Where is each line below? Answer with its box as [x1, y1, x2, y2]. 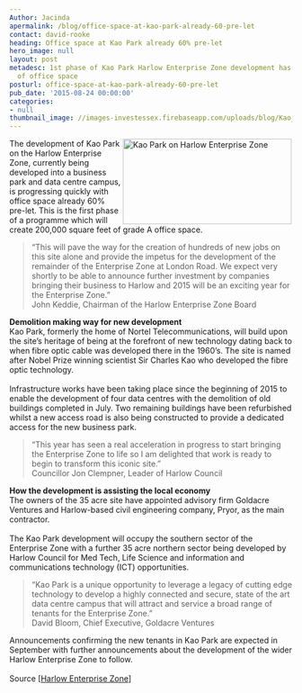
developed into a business [9, 167, 107, 178]
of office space [17, 72, 78, 81]
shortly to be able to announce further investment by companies [31, 271, 270, 282]
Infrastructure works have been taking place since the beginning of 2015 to [9, 383, 288, 394]
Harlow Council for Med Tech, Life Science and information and [9, 553, 245, 563]
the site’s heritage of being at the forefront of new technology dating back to [9, 336, 292, 346]
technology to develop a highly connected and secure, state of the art [31, 589, 290, 599]
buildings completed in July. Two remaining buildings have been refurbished [9, 402, 292, 414]
